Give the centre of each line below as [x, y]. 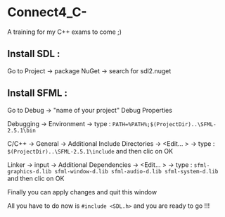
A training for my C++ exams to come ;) [64, 32]
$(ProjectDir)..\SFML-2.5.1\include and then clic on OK [90, 151]
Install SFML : [38, 93]
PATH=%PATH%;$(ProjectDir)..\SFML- [164, 124]
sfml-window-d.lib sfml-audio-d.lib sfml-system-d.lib [136, 171]
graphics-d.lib [30, 171]
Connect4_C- [47, 12]
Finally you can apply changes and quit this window [82, 192]
